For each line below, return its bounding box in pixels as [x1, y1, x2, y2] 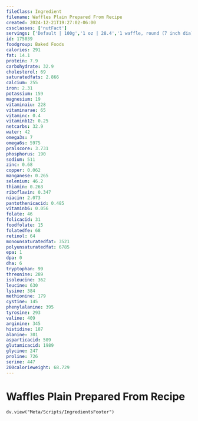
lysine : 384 [6, 288, 35, 294]
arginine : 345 [6, 320, 41, 327]
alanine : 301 [6, 332, 38, 337]
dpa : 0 [6, 255, 22, 261]
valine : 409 [6, 315, 35, 321]
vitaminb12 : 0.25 [6, 118, 49, 124]
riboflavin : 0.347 [6, 189, 51, 195]
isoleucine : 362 [6, 277, 46, 283]
